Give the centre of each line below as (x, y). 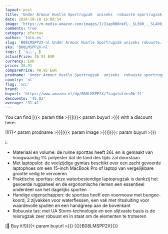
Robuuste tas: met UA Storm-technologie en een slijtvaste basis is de (84, 211)
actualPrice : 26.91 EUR (30, 56)
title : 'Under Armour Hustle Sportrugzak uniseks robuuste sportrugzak (84, 15)
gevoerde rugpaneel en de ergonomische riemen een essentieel (78, 184)
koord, (19, 200)
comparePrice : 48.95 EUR (31, 71)
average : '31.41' (23, 103)
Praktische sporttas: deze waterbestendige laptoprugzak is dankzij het (85, 179)
